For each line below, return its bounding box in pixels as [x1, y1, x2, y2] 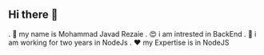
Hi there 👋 [8, 8, 58, 22]
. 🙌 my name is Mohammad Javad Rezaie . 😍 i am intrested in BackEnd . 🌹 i [8, 29, 257, 38]
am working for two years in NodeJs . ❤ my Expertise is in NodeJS [8, 37, 230, 47]
